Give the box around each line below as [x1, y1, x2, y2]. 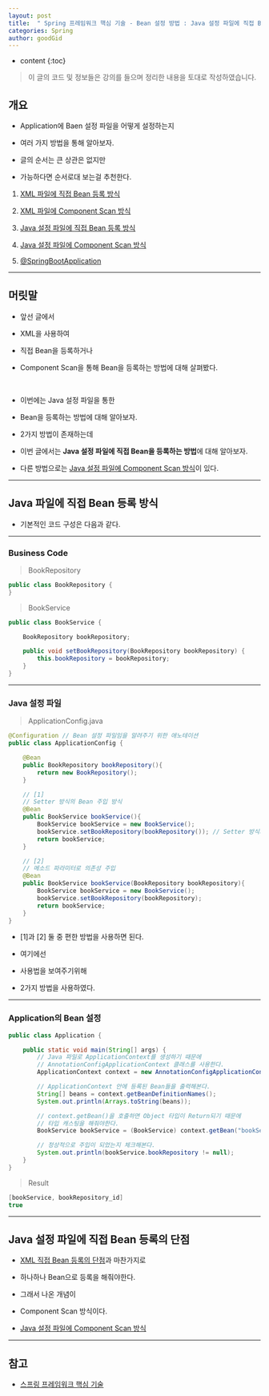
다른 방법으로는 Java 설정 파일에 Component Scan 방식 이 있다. [19, 463, 219, 473]
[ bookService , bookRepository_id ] [8, 1193, 124, 1201]
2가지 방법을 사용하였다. [19, 983, 96, 993]
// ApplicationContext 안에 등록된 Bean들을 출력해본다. [37, 1083, 211, 1091]
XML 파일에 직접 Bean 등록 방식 [19, 189, 121, 199]
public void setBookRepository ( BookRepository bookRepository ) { [22, 647, 246, 655]
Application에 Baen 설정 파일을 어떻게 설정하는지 [19, 121, 175, 131]
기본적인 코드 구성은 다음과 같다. [19, 519, 121, 529]
